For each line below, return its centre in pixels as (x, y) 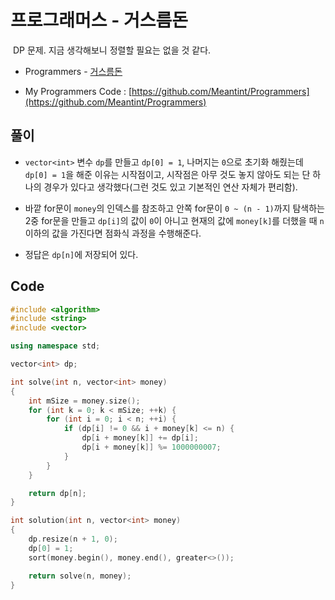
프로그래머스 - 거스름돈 (99, 20)
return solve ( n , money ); (80, 576)
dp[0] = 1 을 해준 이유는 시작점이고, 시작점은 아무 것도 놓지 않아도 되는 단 (167, 174)
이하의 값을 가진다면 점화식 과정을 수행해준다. (113, 233)
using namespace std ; (55, 346)
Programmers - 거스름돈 (73, 71)
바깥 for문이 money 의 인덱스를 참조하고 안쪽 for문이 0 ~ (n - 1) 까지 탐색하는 (174, 208)
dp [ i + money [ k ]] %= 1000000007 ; (151, 447)
